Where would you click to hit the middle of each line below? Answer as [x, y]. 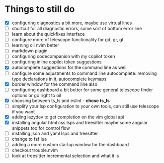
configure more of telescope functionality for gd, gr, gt [68, 40]
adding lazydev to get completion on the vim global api [68, 117]
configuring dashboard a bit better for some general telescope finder [82, 90]
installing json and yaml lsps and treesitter [55, 133]
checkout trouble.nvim [35, 150]
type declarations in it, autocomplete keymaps [59, 79]
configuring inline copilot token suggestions [57, 62]
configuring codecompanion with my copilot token [63, 56]
